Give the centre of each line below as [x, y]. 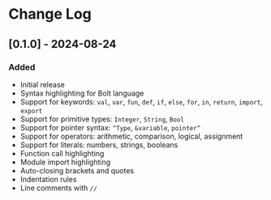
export [31, 111]
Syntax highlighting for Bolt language [82, 93]
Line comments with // [58, 188]
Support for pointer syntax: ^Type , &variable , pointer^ [110, 127]
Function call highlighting [62, 153]
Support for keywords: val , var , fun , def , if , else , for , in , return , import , [142, 101]
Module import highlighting [65, 162]
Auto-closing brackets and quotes [77, 170]
